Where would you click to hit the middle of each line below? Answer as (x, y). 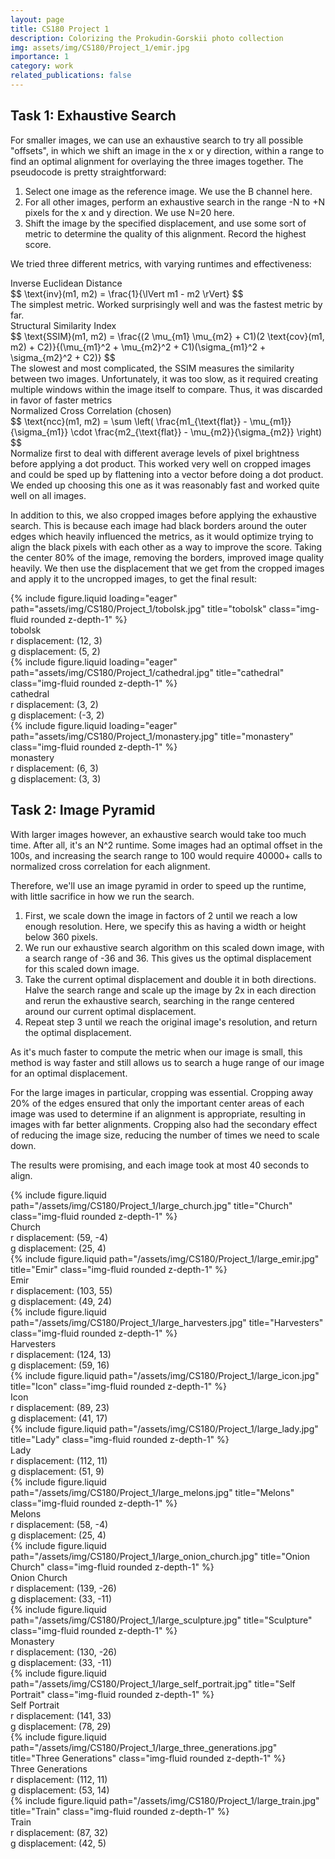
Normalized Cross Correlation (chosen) (91, 410)
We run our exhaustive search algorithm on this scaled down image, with (174, 947)
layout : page (37, 19)
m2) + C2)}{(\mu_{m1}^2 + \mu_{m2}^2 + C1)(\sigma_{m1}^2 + (138, 347)
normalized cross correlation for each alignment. (110, 866)
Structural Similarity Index (63, 325)
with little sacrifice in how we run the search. (102, 896)
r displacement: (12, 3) (56, 640)
